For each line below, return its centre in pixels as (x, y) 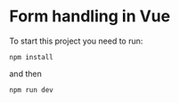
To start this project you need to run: (76, 41)
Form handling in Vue (90, 16)
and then (25, 74)
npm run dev (31, 90)
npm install (31, 57)
